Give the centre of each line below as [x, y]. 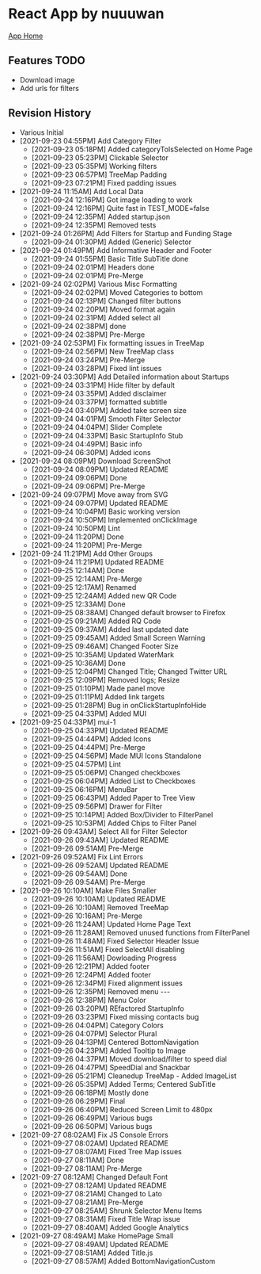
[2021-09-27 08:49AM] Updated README [100, 1244]
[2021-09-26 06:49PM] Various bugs [92, 1118]
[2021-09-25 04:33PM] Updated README [100, 730]
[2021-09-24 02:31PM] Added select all [96, 317]
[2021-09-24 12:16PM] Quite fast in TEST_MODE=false [120, 208]
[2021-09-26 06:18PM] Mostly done [90, 1092]
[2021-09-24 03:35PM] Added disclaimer [99, 393]
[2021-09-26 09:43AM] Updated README [100, 840]
